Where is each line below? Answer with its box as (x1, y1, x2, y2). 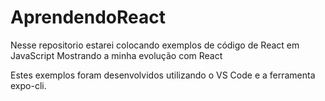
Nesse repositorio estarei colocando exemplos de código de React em (10, 39, 300, 51)
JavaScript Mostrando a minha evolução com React (10, 49, 223, 61)
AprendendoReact (10, 6, 166, 29)
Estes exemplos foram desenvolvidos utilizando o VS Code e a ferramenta (10, 69, 316, 81)
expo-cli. (10, 79, 47, 91)
